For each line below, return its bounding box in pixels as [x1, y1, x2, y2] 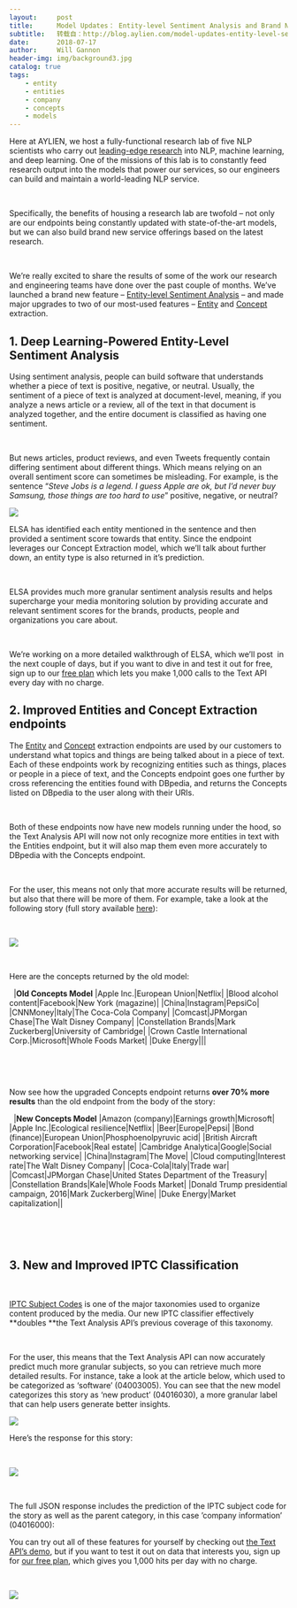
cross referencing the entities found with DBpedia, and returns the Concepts [9, 777, 287, 788]
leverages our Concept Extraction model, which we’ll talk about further [9, 542, 267, 553]
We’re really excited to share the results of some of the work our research [9, 271, 278, 282]
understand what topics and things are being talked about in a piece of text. [9, 749, 285, 760]
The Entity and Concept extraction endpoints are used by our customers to [9, 740, 282, 751]
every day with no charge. [9, 676, 104, 687]
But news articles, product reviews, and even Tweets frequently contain [9, 452, 270, 463]
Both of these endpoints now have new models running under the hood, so [9, 821, 282, 832]
